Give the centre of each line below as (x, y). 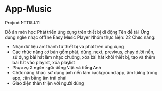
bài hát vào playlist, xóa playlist (44, 62)
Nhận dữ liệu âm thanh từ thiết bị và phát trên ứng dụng (68, 46)
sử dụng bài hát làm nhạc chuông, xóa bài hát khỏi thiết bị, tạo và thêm (84, 57)
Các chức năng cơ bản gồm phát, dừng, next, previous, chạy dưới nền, (83, 52)
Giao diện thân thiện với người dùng (48, 83)
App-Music (29, 9)
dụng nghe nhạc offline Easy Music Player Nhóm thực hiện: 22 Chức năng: (80, 37)
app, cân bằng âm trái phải (39, 78)
